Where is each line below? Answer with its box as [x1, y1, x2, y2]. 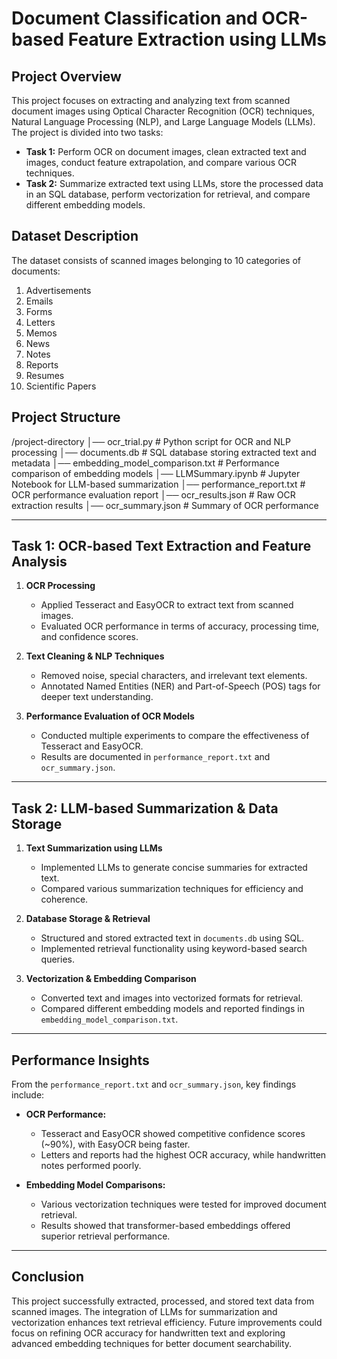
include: [11, 1089, 45, 1101]
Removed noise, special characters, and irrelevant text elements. [40, 670, 308, 682]
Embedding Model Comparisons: [25, 1179, 166, 1191]
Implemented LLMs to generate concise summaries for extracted [40, 862, 308, 874]
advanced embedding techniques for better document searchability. [11, 1337, 293, 1349]
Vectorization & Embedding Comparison [25, 973, 197, 985]
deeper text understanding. [40, 691, 154, 703]
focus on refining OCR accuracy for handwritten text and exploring [11, 1327, 286, 1339]
